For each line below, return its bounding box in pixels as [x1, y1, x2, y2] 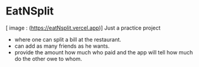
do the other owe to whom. [14, 55, 83, 62]
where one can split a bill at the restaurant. [14, 36, 122, 43]
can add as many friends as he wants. [14, 42, 110, 49]
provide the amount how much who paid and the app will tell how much [14, 48, 194, 56]
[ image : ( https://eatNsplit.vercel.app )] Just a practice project [5, 24, 161, 31]
